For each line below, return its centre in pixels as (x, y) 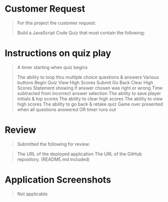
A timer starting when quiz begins (52, 67)
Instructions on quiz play (58, 53)
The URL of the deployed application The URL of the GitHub (79, 154)
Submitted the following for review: (54, 144)
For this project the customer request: (57, 23)
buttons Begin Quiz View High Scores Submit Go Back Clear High (85, 82)
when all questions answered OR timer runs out (67, 109)
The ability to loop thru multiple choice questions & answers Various (88, 77)
